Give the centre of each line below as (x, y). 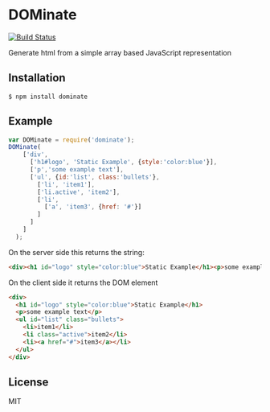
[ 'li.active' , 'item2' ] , (79, 192)
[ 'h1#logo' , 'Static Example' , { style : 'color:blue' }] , (123, 163)
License (29, 382)
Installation (37, 78)
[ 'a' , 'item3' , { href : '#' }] (93, 207)
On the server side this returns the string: (76, 252)
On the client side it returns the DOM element (83, 282)
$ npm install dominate (48, 97)
